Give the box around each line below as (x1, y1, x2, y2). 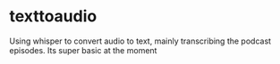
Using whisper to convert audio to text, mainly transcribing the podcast (9, 36, 271, 46)
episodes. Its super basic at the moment (9, 44, 157, 55)
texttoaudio (9, 6, 98, 27)
